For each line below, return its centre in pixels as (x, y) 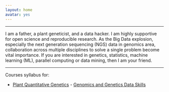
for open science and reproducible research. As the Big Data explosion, (79, 39)
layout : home (19, 10)
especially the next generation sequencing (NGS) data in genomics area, (80, 44)
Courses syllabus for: (27, 75)
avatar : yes (18, 15)
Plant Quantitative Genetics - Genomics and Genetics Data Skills (79, 84)
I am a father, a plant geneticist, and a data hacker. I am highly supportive (81, 34)
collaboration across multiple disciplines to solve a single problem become (82, 50)
